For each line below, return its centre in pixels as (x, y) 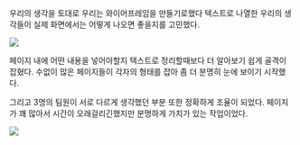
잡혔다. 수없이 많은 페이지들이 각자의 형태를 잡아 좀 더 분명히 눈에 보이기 (136, 72)
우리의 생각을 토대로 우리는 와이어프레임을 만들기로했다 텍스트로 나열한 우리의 (146, 13)
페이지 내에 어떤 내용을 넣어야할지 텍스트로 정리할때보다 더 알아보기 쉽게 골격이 (148, 60)
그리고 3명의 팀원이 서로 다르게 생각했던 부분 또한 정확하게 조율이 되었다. (137, 102)
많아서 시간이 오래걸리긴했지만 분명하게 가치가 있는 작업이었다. (138, 113)
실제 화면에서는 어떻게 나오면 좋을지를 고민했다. (117, 24)
